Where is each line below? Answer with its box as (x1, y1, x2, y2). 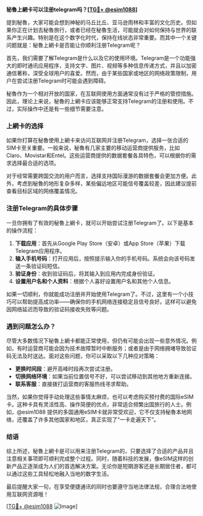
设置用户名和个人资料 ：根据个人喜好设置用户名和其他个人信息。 (14, 277, 174, 284)
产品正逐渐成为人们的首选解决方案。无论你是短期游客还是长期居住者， (11, 463, 186, 470)
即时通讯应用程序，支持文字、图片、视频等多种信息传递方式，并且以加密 (16, 62, 197, 69)
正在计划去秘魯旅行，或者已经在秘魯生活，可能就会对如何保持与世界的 (16, 27, 192, 33)
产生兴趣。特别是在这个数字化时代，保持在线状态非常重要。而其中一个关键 (11, 34, 197, 41)
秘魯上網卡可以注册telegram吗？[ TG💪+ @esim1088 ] (6, 6, 138, 13)
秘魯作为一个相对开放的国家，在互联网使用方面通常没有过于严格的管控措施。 (6, 90, 197, 97)
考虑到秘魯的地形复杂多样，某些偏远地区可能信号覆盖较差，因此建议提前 (16, 180, 197, 187)
